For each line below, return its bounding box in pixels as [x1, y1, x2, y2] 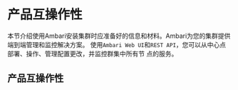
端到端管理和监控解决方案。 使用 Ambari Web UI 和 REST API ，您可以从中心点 [7, 40, 227, 49]
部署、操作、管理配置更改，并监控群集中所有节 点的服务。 [7, 49, 178, 58]
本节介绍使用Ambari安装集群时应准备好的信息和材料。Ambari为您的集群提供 [7, 31, 231, 40]
